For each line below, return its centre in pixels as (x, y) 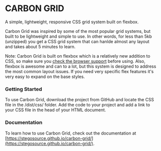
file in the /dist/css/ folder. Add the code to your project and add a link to (78, 105)
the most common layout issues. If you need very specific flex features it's (79, 71)
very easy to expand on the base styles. (45, 76)
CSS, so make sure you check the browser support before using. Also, (75, 61)
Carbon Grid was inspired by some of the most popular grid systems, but (78, 31)
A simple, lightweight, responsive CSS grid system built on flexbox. (72, 22)
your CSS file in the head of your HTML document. (56, 110)
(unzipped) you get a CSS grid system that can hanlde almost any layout (77, 41)
